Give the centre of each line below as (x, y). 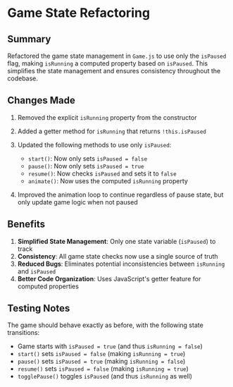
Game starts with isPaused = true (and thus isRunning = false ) (110, 346)
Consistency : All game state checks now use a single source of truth (118, 256)
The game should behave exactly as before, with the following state (106, 325)
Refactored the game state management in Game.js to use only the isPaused (117, 56)
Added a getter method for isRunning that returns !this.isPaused (112, 131)
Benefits (26, 225)
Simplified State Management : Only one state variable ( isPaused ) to (116, 241)
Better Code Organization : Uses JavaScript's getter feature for (109, 278)
